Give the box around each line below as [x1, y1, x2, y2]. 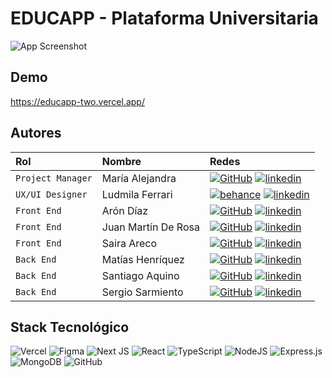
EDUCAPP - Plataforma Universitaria [10, 7, 319, 30]
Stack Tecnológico [10, 318, 130, 336]
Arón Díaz [101, 203, 149, 217]
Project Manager [15, 172, 93, 184]
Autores [10, 125, 62, 142]
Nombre [101, 154, 142, 168]
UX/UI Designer [15, 188, 88, 200]
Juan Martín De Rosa [101, 220, 200, 234]
